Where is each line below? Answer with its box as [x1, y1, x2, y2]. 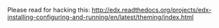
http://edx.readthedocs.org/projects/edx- [91, 6, 212, 14]
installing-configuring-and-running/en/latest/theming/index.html [7, 13, 194, 21]
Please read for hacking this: [7, 6, 90, 14]
